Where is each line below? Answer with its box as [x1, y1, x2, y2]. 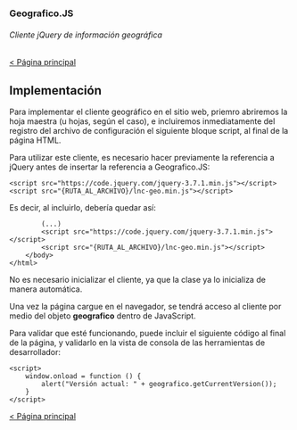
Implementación [9, 83, 103, 98]
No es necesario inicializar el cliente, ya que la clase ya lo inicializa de [9, 274, 266, 285]
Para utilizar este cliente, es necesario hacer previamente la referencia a [9, 152, 275, 162]
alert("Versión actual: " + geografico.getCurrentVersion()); [41, 379, 277, 388]
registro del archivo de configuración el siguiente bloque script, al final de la [9, 125, 289, 136]
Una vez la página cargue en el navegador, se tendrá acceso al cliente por [9, 301, 282, 311]
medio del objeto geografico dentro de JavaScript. [9, 310, 196, 321]
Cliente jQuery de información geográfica [9, 29, 163, 40]
